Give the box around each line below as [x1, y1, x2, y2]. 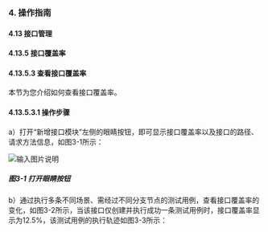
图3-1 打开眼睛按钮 [8, 174, 71, 184]
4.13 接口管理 [8, 28, 52, 38]
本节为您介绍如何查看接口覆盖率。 [8, 88, 122, 97]
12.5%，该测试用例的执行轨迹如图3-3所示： [22, 215, 167, 226]
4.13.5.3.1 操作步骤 [8, 107, 71, 117]
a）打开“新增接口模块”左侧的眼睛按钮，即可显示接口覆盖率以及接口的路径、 [8, 127, 259, 136]
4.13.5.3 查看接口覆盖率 [8, 68, 87, 78]
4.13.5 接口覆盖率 [8, 48, 66, 58]
